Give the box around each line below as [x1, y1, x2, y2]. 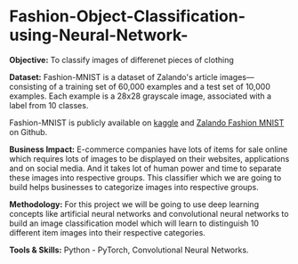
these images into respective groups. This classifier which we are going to [9, 172, 282, 183]
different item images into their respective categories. [9, 227, 206, 237]
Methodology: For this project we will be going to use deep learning [9, 198, 260, 210]
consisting [9, 81, 47, 92]
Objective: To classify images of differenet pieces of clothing [9, 54, 234, 65]
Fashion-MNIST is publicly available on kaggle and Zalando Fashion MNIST [9, 117, 285, 128]
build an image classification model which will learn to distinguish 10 [9, 218, 260, 228]
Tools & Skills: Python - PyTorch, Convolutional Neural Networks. [9, 244, 249, 255]
